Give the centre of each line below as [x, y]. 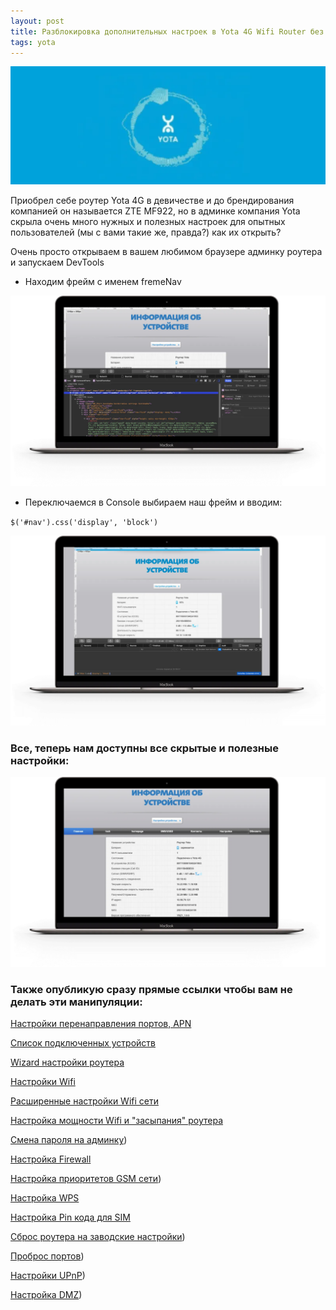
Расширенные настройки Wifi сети [84, 1101]
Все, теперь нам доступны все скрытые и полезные [144, 748]
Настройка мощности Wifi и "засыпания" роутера [117, 1121]
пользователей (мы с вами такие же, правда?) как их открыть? [146, 232]
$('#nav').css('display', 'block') [84, 522]
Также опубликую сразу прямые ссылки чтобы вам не [151, 990]
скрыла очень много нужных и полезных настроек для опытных [148, 222]
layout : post [37, 21]
